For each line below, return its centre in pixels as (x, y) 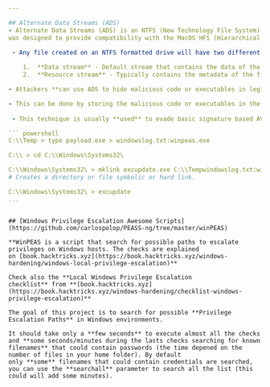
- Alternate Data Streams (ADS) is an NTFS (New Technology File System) (135, 30)
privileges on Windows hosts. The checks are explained (104, 249)
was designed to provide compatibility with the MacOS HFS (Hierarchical (135, 38)
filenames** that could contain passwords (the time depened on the (125, 348)
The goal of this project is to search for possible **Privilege (120, 312)
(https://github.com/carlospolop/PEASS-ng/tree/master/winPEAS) (118, 228)
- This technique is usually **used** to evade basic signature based (132, 119)
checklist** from (37, 284)
